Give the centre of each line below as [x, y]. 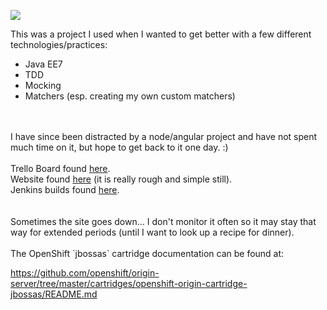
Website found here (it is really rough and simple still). [121, 179]
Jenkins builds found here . [65, 189]
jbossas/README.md [54, 294]
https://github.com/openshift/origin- [85, 273]
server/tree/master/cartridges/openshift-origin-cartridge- [129, 283]
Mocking [43, 85]
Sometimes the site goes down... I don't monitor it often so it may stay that [163, 221]
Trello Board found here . [60, 168]
